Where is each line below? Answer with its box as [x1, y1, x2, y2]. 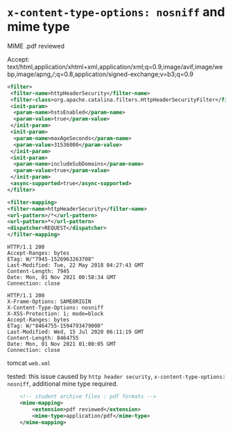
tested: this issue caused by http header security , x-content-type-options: [7, 372, 226, 381]
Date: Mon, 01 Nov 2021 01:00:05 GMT [7, 341, 116, 348]
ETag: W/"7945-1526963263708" [7, 256, 95, 263]
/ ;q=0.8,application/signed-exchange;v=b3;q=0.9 [51, 70, 194, 78]
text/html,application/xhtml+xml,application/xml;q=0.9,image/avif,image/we [7, 62, 223, 71]
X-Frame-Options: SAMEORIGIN [7, 299, 92, 306]
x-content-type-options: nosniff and [7, 4, 225, 20]
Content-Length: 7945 [7, 268, 70, 275]
